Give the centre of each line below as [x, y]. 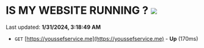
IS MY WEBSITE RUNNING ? [77, 10]
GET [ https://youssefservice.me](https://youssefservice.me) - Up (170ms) [106, 38]
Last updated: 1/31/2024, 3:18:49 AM [53, 27]
